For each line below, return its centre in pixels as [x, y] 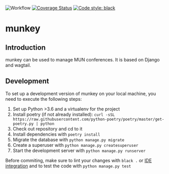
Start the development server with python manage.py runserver [79, 150]
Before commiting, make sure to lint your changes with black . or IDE [79, 160]
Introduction [26, 47]
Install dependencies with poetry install [56, 134]
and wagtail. [18, 65]
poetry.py [23, 124]
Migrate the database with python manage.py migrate [68, 139]
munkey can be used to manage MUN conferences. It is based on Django [82, 60]
